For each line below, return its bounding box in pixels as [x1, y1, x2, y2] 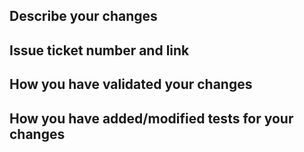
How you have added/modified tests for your [9, 110, 294, 127]
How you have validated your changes [9, 76, 253, 93]
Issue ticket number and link [9, 42, 190, 59]
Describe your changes [9, 8, 158, 25]
